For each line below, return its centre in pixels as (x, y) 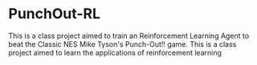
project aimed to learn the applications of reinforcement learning (115, 52)
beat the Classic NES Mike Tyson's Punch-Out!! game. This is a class (122, 44)
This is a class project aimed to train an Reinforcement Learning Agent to (129, 36)
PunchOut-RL (55, 14)
